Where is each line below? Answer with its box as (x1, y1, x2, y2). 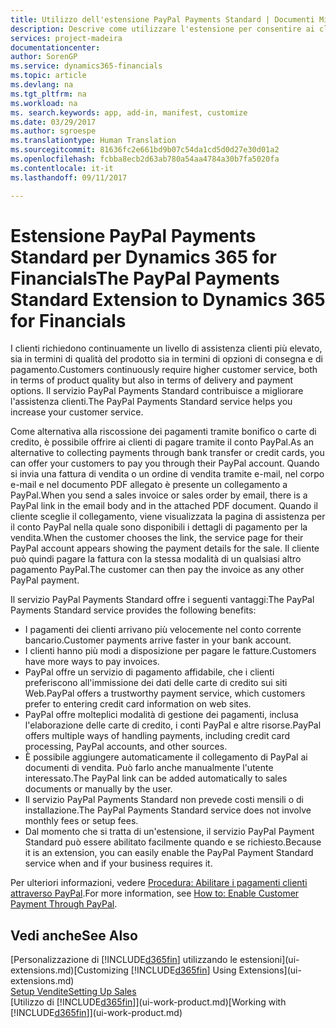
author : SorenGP (10, 52, 78, 62)
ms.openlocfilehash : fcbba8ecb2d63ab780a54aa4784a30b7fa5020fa (10, 154, 280, 164)
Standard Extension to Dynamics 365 (10, 288, 326, 311)
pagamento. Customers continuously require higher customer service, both (10, 364, 318, 376)
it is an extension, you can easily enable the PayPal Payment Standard (24, 847, 314, 859)
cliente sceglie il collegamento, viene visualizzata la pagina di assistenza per (10, 511, 326, 523)
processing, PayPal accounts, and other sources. (24, 741, 228, 753)
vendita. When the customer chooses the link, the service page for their (10, 532, 304, 544)
